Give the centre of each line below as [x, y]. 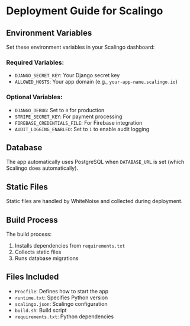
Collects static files [38, 252]
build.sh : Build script [41, 310]
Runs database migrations [46, 258]
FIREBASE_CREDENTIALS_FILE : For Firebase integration [78, 122]
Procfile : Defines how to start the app [62, 291]
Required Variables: [35, 62]
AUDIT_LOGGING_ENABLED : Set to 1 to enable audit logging [82, 129]
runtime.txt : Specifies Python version [61, 297]
